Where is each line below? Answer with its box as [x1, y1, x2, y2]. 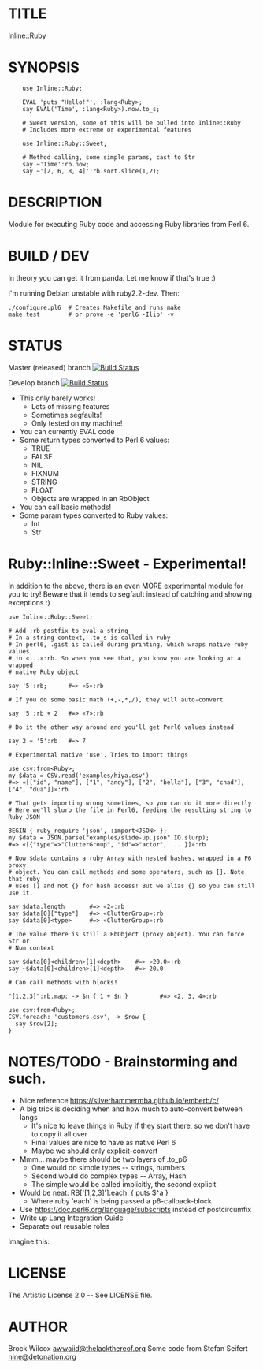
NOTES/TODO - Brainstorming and [8, 1053, 238, 1070]
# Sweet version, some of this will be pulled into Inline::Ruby [22, 119, 242, 127]
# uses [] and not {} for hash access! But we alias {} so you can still [8, 882, 256, 890]
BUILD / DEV [8, 247, 91, 265]
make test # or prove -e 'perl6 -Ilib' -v [8, 311, 175, 318]
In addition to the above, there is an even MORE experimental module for [8, 581, 244, 590]
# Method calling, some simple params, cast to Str [22, 153, 195, 162]
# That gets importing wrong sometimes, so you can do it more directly [8, 799, 252, 807]
